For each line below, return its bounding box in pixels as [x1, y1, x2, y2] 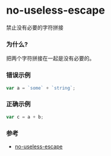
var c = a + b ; [6, 114, 44, 120]
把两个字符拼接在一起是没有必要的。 [6, 55, 95, 62]
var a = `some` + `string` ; [6, 85, 76, 91]
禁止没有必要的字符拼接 [6, 24, 64, 31]
